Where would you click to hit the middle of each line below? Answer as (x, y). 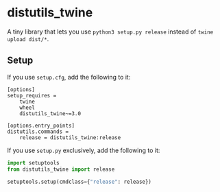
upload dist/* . (28, 38)
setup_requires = (32, 95)
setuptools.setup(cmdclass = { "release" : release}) (80, 182)
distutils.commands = (38, 132)
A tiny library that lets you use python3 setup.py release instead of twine (110, 32)
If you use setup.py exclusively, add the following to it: (84, 150)
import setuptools (33, 163)
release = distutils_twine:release (70, 137)
